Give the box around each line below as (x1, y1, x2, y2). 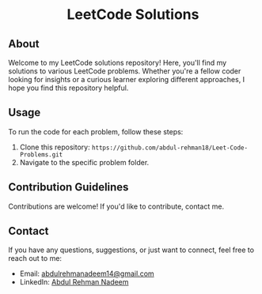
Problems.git (19, 150, 63, 159)
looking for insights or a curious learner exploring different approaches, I (8, 75, 245, 84)
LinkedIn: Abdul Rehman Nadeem (19, 277, 129, 287)
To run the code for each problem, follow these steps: (8, 126, 184, 136)
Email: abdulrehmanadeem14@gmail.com (19, 269, 154, 278)
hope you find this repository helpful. (8, 83, 129, 92)
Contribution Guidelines (8, 180, 129, 194)
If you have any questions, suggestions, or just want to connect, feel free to (8, 245, 255, 254)
